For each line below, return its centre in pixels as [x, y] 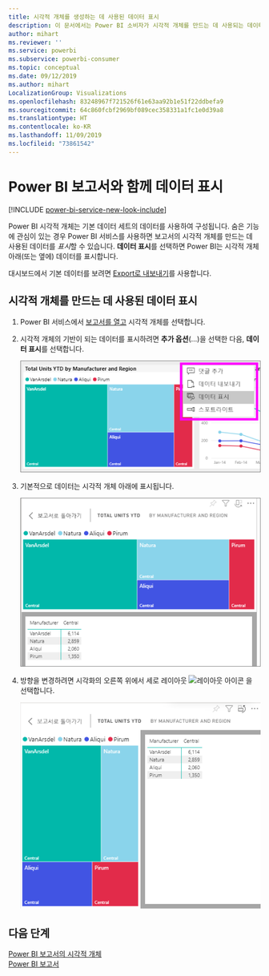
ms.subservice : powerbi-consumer [64, 59]
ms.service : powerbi [43, 51]
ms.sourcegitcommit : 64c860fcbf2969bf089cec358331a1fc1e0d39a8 [116, 110]
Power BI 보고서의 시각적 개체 [55, 954]
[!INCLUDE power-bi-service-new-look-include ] [87, 209]
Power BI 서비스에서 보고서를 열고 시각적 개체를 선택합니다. [112, 321]
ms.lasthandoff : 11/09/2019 [55, 135]
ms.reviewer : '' [35, 42]
